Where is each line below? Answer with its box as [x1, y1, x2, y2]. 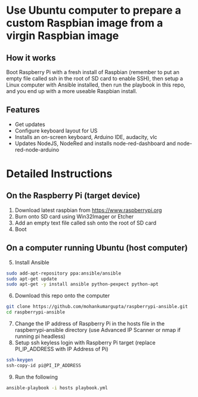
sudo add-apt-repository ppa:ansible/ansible [6, 270, 121, 276]
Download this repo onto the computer [14, 292, 110, 299]
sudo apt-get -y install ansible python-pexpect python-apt [6, 281, 159, 287]
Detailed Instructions [6, 167, 113, 180]
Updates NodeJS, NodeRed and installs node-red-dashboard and [14, 140, 176, 147]
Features [6, 105, 40, 115]
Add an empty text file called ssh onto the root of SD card [14, 219, 157, 226]
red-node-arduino [14, 146, 60, 153]
